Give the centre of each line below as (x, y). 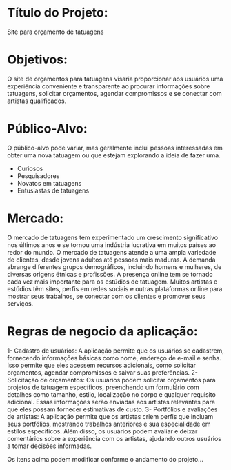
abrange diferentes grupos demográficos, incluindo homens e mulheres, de (114, 266)
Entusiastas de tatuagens (53, 190)
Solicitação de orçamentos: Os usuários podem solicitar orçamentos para (111, 380)
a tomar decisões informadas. (49, 446)
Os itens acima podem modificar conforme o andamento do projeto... (105, 459)
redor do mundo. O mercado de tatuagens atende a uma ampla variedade (112, 252)
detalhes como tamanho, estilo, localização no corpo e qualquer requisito (111, 394)
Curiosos (30, 168)
